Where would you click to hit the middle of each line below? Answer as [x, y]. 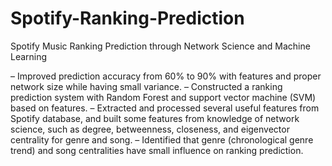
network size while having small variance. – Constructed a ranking [146, 86]
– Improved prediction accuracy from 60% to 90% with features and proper [166, 76]
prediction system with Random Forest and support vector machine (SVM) [163, 97]
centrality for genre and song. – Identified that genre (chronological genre [162, 139]
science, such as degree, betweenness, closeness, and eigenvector [150, 129]
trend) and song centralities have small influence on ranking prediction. [157, 150]
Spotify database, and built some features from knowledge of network [155, 118]
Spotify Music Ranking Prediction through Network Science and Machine [160, 46]
